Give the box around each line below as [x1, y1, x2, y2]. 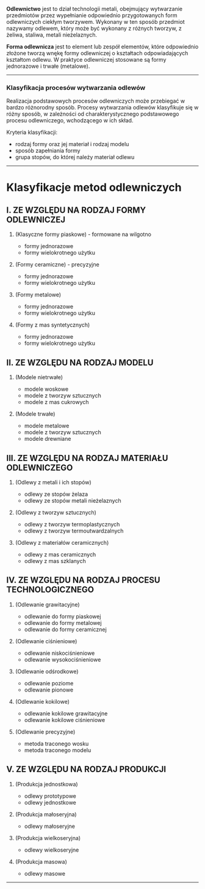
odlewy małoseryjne [24, 822, 75, 830]
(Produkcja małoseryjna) [15, 810, 77, 818]
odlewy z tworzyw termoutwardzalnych [24, 527, 124, 534]
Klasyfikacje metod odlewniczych [6, 180, 182, 194]
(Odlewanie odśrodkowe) [15, 668, 79, 675]
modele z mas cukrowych [24, 399, 90, 406]
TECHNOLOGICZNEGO [6, 585, 95, 595]
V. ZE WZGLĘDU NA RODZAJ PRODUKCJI [6, 764, 167, 775]
